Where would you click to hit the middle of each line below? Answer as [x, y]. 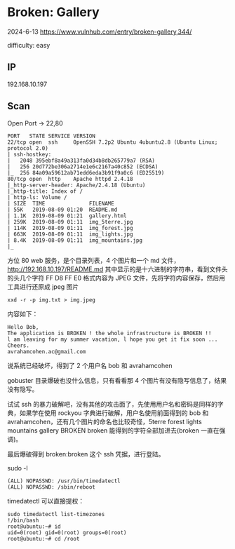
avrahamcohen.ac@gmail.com [47, 351]
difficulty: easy [29, 45]
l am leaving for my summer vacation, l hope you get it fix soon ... [113, 339]
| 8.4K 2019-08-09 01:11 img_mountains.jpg [75, 240]
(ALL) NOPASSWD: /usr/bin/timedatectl [64, 481]
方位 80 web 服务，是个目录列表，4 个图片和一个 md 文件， [94, 260]
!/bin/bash [23, 520]
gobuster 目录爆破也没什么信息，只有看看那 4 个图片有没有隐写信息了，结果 [117, 380]
